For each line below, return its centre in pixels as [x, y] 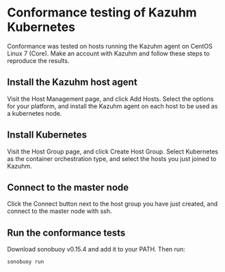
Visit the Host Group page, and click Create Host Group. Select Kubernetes [113, 151]
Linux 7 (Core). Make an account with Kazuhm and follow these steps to [108, 53]
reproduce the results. [38, 60]
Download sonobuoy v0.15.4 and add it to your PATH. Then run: [96, 249]
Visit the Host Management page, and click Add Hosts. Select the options [110, 99]
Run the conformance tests [66, 233]
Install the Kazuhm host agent [72, 83]
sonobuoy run [26, 262]
